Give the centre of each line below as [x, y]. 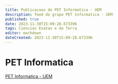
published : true [22, 19]
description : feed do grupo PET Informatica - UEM [59, 14]
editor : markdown [23, 33]
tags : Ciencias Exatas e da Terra [41, 28]
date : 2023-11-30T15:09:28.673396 [41, 24]
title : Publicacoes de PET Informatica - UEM [53, 10]
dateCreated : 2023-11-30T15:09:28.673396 [49, 38]
